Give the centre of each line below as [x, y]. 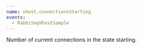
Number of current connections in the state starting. [71, 40]
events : [16, 17]
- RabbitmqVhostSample [40, 23]
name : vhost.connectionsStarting [49, 12]
